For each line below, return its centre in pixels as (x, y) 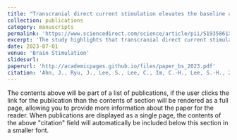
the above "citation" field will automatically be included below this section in (118, 122)
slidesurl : (23, 60)
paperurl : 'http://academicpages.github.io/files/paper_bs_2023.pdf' (112, 66)
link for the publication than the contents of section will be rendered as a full (118, 100)
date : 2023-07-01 (33, 46)
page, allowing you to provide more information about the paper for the (110, 108)
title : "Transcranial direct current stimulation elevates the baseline (116, 14)
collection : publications (45, 20)
